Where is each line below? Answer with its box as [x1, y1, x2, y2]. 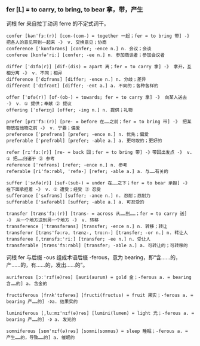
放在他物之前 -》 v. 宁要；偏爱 [10, 125, 81, 131]
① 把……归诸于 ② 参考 [6, 156, 55, 162]
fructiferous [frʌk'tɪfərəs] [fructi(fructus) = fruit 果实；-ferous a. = [6, 292, 193, 299]
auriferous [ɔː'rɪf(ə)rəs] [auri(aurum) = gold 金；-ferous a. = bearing [6, 274, 192, 281]
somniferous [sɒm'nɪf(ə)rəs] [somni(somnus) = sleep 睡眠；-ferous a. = [6, 328, 188, 335]
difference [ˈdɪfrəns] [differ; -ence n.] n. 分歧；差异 [6, 77, 146, 83]
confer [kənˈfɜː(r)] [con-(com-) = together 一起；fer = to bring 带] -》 [6, 33, 192, 40]
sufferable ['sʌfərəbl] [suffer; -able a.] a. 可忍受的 [6, 199, 144, 205]
